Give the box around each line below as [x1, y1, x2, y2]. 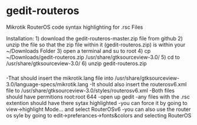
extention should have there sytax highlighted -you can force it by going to [6, 99, 188, 106]
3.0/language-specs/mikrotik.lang [6, 80, 88, 87]
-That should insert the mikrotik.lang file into [6, 75, 114, 82]
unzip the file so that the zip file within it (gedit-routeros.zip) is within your [6, 41, 186, 48]
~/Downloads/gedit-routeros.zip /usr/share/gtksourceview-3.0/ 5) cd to [6, 53, 180, 60]
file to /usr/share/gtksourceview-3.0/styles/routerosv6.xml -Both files [6, 87, 175, 94]
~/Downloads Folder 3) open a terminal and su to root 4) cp [6, 47, 151, 54]
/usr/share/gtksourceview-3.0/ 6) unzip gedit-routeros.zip [6, 60, 147, 67]
